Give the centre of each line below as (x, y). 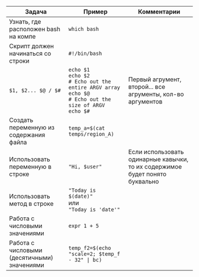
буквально (144, 181)
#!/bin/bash (85, 54)
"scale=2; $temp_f (94, 254)
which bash (84, 29)
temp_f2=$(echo (90, 248)
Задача (36, 12)
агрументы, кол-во (156, 94)
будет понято (147, 174)
